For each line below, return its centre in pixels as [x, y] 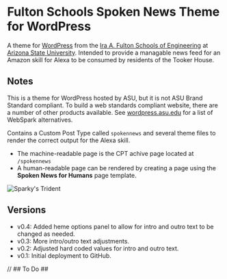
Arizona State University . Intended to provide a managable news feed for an [114, 53]
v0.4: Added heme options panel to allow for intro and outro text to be [115, 226]
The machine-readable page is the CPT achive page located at [105, 153]
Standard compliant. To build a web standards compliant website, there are [113, 105]
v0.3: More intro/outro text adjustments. [73, 241]
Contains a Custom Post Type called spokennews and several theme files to [111, 133]
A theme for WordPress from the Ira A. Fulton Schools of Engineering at [108, 45]
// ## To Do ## [28, 269]
